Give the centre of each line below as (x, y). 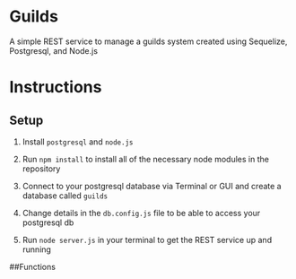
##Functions (33, 266)
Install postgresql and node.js (78, 142)
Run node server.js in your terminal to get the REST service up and (147, 240)
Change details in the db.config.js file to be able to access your (141, 213)
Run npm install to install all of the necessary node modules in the (145, 159)
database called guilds (65, 196)
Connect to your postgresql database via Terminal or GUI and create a (152, 186)
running (37, 249)
